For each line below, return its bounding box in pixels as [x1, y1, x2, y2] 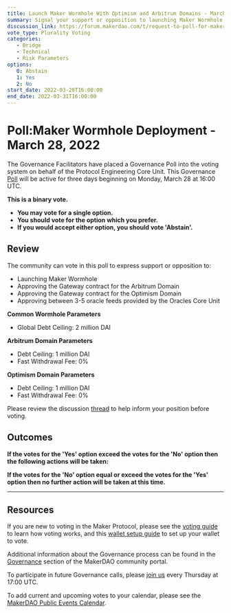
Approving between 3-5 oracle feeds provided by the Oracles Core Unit [16, 296, 220, 304]
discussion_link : [7, 23, 57, 30]
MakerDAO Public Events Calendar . [7, 599, 107, 607]
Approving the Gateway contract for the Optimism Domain [16, 289, 182, 298]
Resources [7, 504, 54, 515]
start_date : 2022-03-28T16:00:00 [7, 87, 103, 93]
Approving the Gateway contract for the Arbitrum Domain [16, 282, 180, 290]
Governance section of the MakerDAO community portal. [7, 557, 168, 566]
